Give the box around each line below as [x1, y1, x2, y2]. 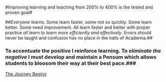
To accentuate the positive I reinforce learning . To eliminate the [5, 47, 162, 54]
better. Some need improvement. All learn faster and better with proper [5, 24, 151, 30]
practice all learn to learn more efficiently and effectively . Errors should [5, 30, 152, 35]
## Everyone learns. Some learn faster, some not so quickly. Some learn [5, 19, 152, 25]
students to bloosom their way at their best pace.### [5, 60, 136, 67]
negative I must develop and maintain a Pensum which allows [5, 53, 157, 60]
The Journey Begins [5, 71, 47, 77]
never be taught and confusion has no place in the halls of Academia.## [5, 35, 153, 41]
